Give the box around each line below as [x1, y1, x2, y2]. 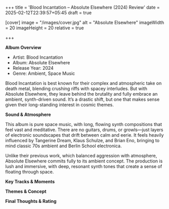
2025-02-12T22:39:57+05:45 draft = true [5, 10, 92, 16]
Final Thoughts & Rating [5, 198, 57, 204]
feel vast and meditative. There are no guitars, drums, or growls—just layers [5, 127, 163, 133]
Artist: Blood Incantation [12, 54, 63, 60]
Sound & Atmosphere [5, 111, 52, 117]
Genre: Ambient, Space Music [12, 70, 75, 76]
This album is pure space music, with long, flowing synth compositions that [5, 121, 162, 127]
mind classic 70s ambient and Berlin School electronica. [5, 143, 122, 149]
